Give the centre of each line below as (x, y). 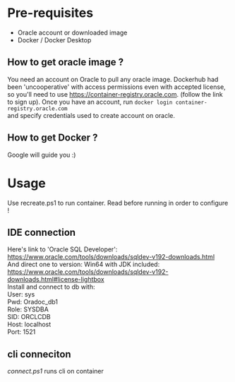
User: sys (21, 294)
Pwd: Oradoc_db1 (33, 302)
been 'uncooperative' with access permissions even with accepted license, (116, 87)
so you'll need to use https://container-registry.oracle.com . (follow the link (115, 94)
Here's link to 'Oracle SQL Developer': (62, 249)
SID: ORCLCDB (29, 317)
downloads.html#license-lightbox (56, 280)
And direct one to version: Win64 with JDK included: (84, 264)
